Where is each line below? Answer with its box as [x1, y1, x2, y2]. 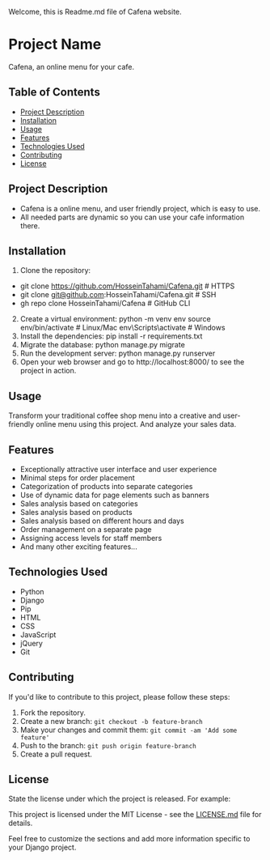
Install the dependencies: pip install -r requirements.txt [19, 331, 203, 341]
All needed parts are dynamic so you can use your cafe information [19, 212, 245, 222]
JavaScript [19, 629, 57, 639]
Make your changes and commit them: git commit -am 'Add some [19, 725, 238, 734]
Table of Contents [8, 85, 101, 100]
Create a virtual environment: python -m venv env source [19, 314, 212, 324]
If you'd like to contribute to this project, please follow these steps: [8, 692, 230, 701]
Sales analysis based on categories [19, 499, 139, 509]
